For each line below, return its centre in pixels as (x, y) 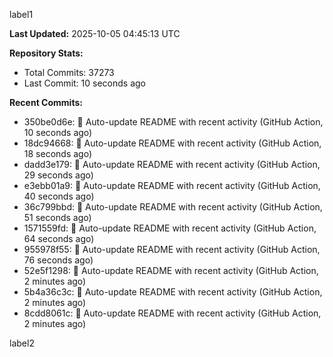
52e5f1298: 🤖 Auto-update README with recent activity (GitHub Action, (171, 270)
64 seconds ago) (59, 238)
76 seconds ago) (58, 260)
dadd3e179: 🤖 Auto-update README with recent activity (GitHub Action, (172, 164)
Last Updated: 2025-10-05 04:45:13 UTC (95, 33)
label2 (22, 343)
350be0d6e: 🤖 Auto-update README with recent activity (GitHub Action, (173, 122)
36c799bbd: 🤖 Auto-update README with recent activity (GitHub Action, (173, 207)
